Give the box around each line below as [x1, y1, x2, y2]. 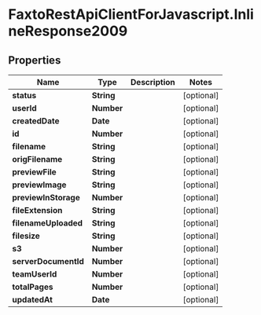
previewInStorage [12, 192, 80, 203]
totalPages [12, 281, 53, 292]
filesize [12, 230, 41, 241]
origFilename [12, 154, 63, 164]
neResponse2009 [8, 22, 128, 40]
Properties [8, 53, 61, 67]
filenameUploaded [12, 218, 83, 229]
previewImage [12, 179, 67, 190]
